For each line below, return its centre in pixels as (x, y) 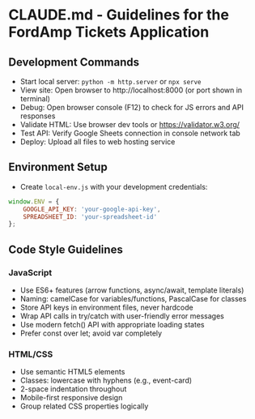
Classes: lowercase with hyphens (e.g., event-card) (106, 381)
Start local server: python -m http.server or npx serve (110, 81)
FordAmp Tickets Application (109, 32)
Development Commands (74, 62)
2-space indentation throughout (73, 389)
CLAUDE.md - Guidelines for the (119, 15)
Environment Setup (58, 167)
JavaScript (30, 272)
